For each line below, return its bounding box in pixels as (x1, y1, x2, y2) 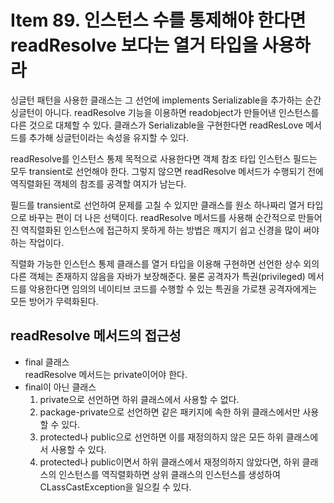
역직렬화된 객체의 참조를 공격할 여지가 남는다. (10, 177, 187, 190)
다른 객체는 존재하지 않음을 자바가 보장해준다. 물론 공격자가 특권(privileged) (10, 270, 306, 282)
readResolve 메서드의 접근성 (10, 327, 182, 345)
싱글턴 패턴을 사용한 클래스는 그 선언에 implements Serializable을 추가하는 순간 (10, 94, 322, 106)
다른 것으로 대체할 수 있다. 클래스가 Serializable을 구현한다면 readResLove (10, 119, 304, 131)
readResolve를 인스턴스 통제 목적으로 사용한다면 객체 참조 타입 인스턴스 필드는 (10, 152, 318, 165)
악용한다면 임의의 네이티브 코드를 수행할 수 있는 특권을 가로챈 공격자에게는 (28, 282, 318, 295)
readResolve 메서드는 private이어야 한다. (24, 368, 188, 380)
